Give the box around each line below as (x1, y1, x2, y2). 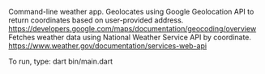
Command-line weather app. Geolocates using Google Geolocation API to (8, 7, 254, 16)
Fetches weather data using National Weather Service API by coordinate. (8, 32, 252, 42)
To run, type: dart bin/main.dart (8, 56, 113, 66)
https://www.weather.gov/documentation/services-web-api (8, 41, 207, 51)
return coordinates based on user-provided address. (8, 15, 184, 25)
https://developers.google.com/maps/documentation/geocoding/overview (8, 24, 257, 33)
